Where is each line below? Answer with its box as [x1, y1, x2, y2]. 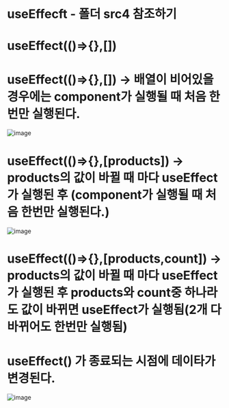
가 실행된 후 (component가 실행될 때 [7, 187, 203, 202]
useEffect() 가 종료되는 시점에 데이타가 [7, 353, 216, 369]
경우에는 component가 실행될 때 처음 [7, 88, 206, 104]
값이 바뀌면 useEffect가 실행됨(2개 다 [21, 302, 222, 317]
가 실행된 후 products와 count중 [7, 285, 183, 300]
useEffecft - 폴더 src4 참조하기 [7, 6, 177, 22]
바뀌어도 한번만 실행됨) [7, 320, 128, 335]
